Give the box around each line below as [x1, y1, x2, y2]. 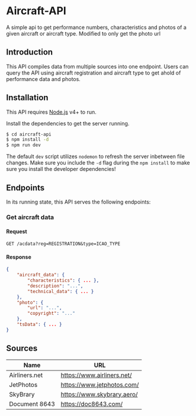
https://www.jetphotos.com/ [60, 380, 139, 389]
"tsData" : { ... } [17, 321, 62, 328]
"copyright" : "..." [27, 311, 76, 317]
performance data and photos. [6, 75, 81, 82]
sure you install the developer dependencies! [6, 166, 116, 173]
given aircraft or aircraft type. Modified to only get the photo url [6, 30, 161, 37]
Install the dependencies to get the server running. [6, 120, 130, 127]
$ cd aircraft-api [6, 131, 52, 137]
